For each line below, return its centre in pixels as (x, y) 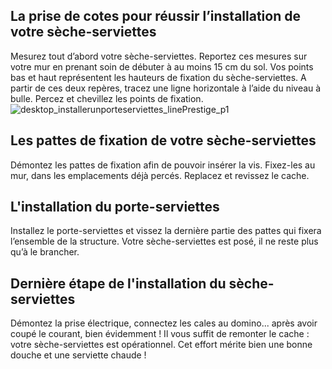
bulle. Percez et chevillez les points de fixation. (107, 98)
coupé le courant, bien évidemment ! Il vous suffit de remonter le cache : (160, 334)
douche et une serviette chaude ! (78, 355)
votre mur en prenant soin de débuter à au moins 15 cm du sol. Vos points (162, 66)
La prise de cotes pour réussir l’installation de (155, 16)
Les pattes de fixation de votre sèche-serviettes (163, 140)
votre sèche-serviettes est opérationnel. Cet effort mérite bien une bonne (161, 345)
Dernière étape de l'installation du (118, 283)
